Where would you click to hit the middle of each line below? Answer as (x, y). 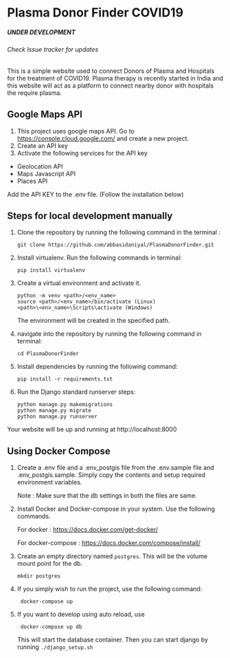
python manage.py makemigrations (65, 405)
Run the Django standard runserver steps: (76, 392)
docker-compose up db (51, 627)
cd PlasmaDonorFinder (48, 354)
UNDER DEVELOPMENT (41, 32)
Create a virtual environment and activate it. (79, 283)
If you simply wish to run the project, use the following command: (110, 589)
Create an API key (43, 145)
